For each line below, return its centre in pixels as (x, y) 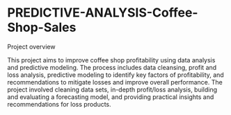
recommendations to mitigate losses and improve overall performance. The (115, 82)
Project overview (31, 46)
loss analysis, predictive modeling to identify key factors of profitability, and (115, 75)
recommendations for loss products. (59, 104)
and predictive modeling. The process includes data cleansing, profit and (112, 67)
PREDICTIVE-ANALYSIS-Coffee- (103, 13)
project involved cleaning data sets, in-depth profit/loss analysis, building (112, 89)
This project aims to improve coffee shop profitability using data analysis (111, 60)
